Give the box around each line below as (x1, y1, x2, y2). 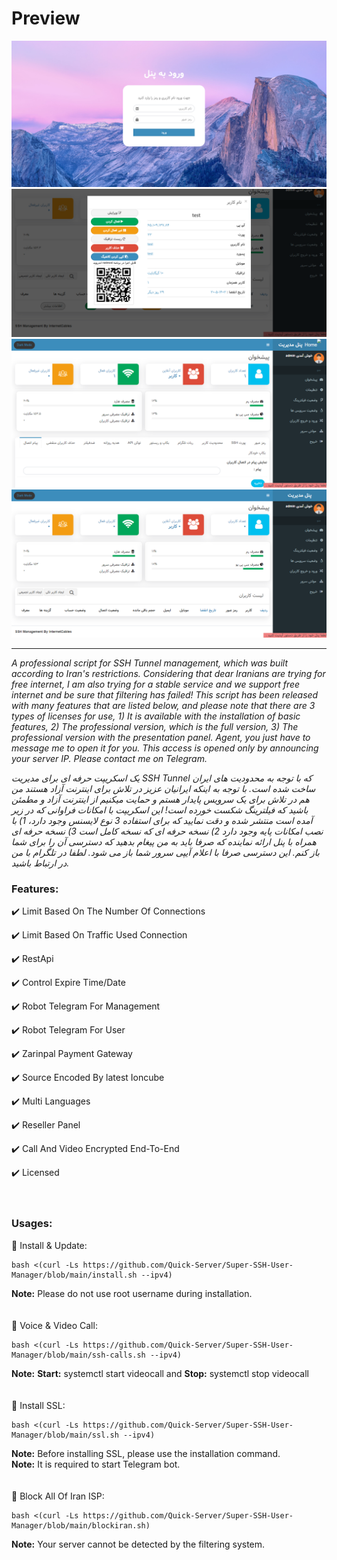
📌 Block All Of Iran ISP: (11, 1490, 105, 1502)
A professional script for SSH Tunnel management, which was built (11, 657, 288, 669)
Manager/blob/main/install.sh (11, 1270, 138, 1280)
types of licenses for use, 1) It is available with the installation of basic (11, 710, 301, 722)
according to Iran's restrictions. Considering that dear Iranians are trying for (11, 667, 326, 679)
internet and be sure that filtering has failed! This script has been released (11, 688, 319, 701)
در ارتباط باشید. (11, 857, 70, 869)
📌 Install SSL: (11, 1399, 66, 1411)
